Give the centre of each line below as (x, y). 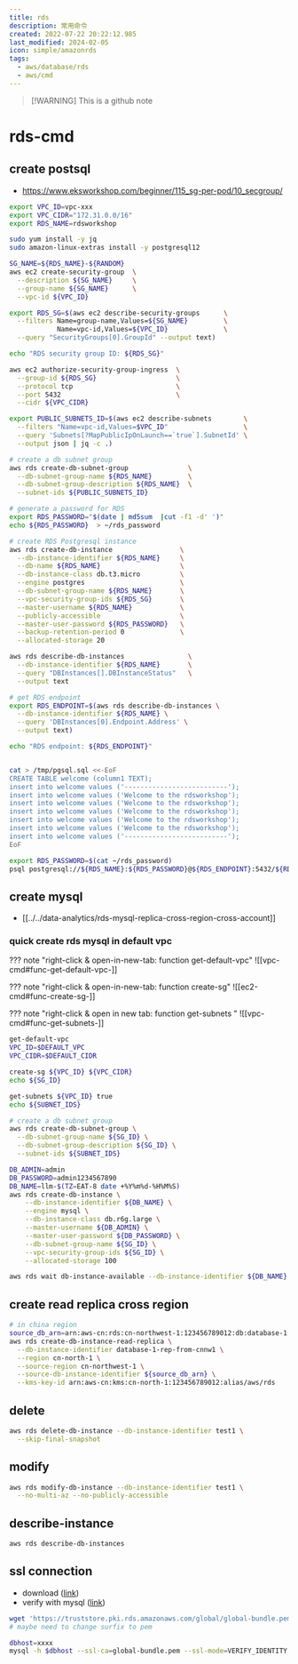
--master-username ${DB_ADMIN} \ (87, 1228)
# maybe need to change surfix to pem (81, 1627)
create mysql (46, 896)
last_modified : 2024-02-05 (59, 42)
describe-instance (62, 1523)
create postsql (50, 169)
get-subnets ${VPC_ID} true (61, 1096)
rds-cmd (42, 136)
